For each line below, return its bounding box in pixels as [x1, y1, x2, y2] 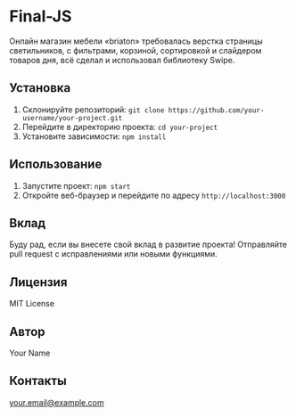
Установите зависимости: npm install [21, 131, 167, 142]
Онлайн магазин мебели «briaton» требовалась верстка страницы [9, 36, 263, 46]
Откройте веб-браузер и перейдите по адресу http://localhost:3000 [21, 190, 286, 200]
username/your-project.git [21, 113, 123, 122]
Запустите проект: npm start [21, 180, 131, 191]
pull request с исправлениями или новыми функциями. [9, 249, 218, 259]
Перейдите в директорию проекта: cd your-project [21, 121, 218, 132]
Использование [9, 157, 103, 172]
